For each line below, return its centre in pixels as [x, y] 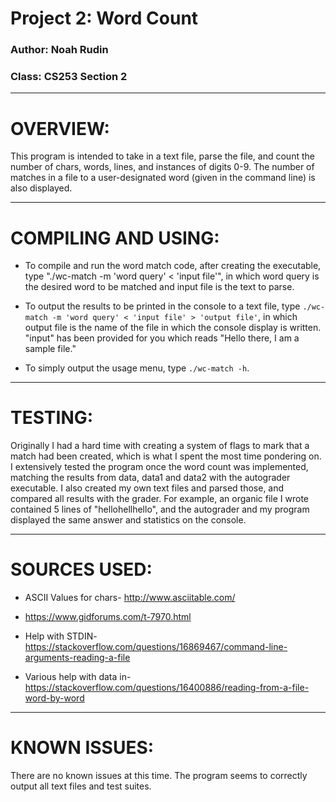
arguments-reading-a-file [77, 658]
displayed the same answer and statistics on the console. [128, 520]
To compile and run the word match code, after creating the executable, [173, 266]
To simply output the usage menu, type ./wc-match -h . [137, 368]
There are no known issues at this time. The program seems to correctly [159, 776]
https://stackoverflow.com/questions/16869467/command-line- [156, 647]
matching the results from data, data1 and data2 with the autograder [150, 478]
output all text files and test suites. [81, 786]
